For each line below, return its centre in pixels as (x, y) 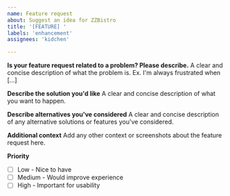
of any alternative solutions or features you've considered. (91, 122)
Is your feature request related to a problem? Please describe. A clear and (115, 65)
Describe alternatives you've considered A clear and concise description (113, 115)
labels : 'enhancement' (40, 33)
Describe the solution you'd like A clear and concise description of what (112, 94)
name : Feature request (40, 14)
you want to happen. (36, 101)
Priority (18, 156)
